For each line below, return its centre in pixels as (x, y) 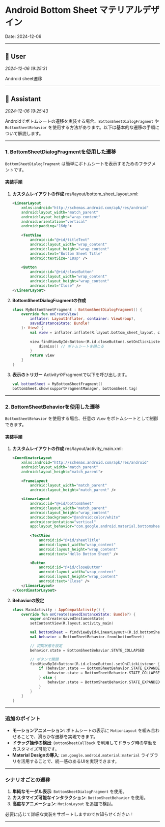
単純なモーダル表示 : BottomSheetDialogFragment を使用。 (69, 792)
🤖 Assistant (23, 99)
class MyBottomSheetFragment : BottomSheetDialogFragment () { (77, 310)
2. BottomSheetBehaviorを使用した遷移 (53, 407)
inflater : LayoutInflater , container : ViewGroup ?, (83, 319)
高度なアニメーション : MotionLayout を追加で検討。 (64, 804)
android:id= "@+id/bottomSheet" (62, 504)
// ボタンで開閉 (44, 659)
